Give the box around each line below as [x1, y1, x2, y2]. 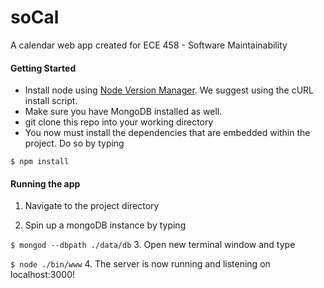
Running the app [10, 177, 81, 190]
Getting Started [10, 62, 77, 74]
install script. [24, 95, 78, 107]
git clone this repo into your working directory [24, 116, 214, 128]
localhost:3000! [10, 269, 76, 281]
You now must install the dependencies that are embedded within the [24, 127, 311, 139]
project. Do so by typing [24, 137, 125, 150]
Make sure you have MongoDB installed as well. [24, 106, 223, 118]
